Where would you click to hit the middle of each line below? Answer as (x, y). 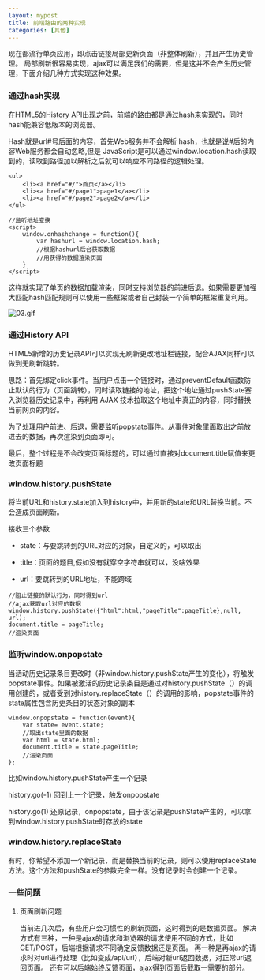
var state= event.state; (63, 725)
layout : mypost (33, 15)
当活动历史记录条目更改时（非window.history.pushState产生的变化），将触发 (131, 673)
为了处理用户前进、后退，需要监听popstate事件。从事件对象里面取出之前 (126, 426)
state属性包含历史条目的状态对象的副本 (72, 703)
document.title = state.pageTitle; (81, 747)
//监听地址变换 (30, 220)
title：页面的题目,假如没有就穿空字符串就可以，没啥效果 (109, 562)
